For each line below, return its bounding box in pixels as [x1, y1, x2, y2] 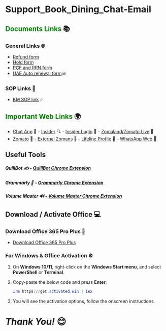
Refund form [12, 53, 39, 59]
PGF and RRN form [12, 65, 52, 71]
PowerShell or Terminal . [12, 269, 64, 275]
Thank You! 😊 [5, 316, 67, 327]
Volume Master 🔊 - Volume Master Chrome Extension [5, 193, 122, 199]
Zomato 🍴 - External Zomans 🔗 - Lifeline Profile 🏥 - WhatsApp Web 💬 [12, 136, 157, 142]
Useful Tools [5, 151, 46, 159]
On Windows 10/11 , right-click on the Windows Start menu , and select [12, 263, 161, 270]
